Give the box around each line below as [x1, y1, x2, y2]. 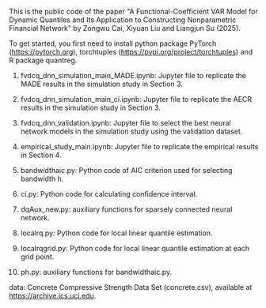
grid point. [20, 252, 55, 261]
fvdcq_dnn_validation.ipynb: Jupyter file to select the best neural [20, 118, 232, 127]
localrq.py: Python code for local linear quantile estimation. [20, 228, 213, 238]
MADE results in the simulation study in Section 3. [20, 79, 183, 88]
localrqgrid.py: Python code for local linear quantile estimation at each [20, 244, 250, 253]
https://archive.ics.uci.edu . [9, 291, 97, 300]
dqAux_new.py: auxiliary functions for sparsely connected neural [20, 205, 233, 214]
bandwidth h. [20, 174, 64, 183]
